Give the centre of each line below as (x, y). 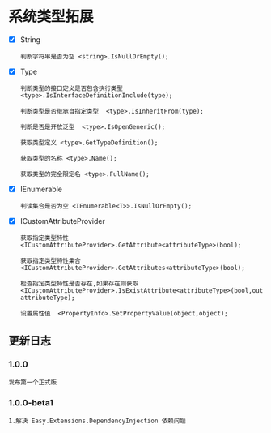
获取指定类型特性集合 (50, 261)
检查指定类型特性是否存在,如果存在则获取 (79, 284)
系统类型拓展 (51, 17)
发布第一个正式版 (33, 382)
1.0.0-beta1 (31, 402)
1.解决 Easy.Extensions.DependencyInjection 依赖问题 (97, 421)
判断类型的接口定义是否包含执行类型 (71, 89)
